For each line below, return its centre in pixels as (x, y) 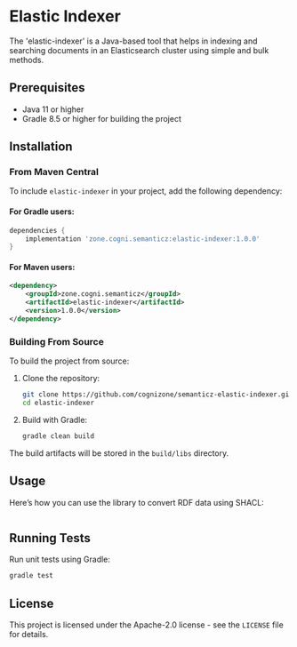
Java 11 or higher (53, 109)
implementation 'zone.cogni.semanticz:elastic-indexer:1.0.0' (143, 239)
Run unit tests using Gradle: (60, 559)
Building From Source (56, 341)
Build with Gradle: (54, 419)
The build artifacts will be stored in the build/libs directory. (119, 453)
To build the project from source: (69, 361)
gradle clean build (58, 436)
